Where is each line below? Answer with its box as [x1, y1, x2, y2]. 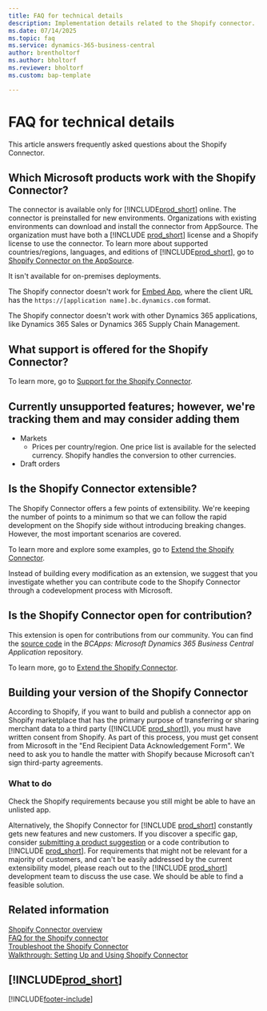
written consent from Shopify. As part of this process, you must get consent [8, 732, 259, 742]
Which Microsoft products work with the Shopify [8, 171, 257, 184]
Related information [8, 903, 110, 917]
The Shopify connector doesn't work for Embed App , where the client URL [8, 287, 253, 296]
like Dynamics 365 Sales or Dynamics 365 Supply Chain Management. [8, 320, 241, 329]
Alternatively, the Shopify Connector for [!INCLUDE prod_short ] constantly [8, 820, 253, 830]
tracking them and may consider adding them [8, 412, 240, 425]
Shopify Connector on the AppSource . [8, 256, 134, 265]
